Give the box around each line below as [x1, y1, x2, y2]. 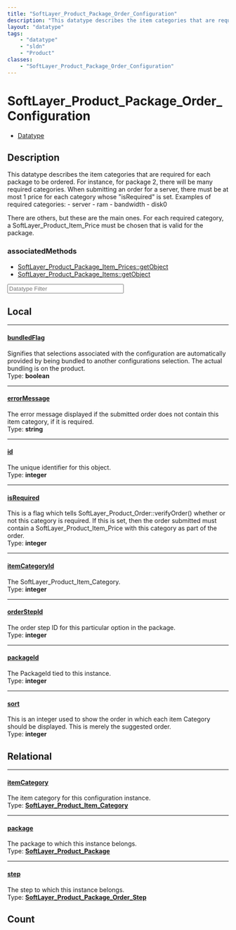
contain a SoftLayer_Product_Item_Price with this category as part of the [7, 524, 218, 532]
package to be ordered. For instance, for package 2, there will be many [7, 177, 213, 187]
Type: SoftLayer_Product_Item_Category [7, 801, 129, 810]
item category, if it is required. [7, 417, 94, 426]
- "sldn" [20, 43, 46, 50]
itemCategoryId [7, 561, 55, 570]
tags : [7, 30, 23, 37]
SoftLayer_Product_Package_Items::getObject [17, 270, 151, 278]
